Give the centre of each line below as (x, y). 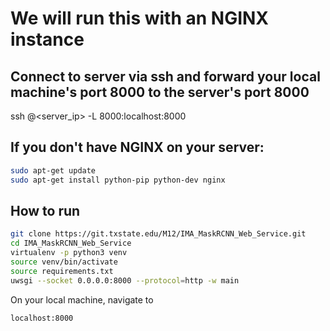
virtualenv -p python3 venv (69, 253)
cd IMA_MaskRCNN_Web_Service (71, 243)
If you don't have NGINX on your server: (137, 147)
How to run (45, 210)
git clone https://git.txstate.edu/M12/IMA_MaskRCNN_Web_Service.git (158, 234)
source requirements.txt (62, 271)
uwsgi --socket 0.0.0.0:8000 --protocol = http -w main (125, 280)
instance (47, 39)
